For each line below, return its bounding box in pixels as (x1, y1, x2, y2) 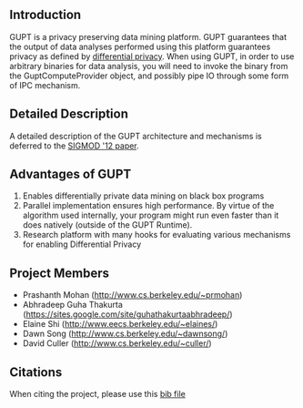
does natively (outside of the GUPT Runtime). (22, 219, 193, 230)
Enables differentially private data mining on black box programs (22, 190, 265, 201)
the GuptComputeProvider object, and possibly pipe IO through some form (9, 70, 289, 81)
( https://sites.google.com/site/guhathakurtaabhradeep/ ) (22, 309, 234, 320)
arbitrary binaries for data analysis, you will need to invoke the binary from (9, 60, 288, 71)
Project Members (9, 265, 110, 280)
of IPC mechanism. (9, 79, 81, 90)
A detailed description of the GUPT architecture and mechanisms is (9, 130, 262, 141)
